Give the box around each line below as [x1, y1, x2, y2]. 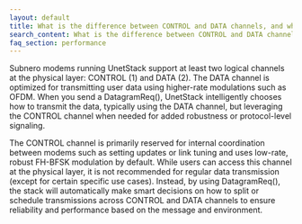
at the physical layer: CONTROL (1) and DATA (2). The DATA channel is [9, 73, 270, 84]
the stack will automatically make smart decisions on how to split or [9, 185, 259, 196]
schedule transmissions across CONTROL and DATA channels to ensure [9, 195, 276, 206]
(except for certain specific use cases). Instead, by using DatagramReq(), [9, 176, 281, 187]
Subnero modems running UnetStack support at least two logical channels [9, 63, 285, 74]
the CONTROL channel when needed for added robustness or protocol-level [9, 111, 292, 121]
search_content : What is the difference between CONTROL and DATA [9, 30, 263, 39]
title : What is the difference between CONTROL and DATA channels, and [9, 22, 283, 31]
